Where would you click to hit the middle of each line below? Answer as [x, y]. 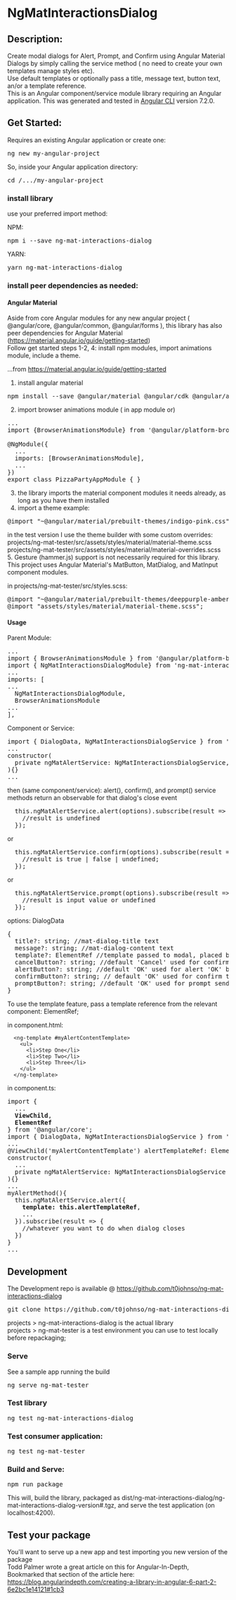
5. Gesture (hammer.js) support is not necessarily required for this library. [113, 558]
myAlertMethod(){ [37, 1193]
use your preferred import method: [58, 214]
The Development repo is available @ [61, 1288]
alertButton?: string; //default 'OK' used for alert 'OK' [118, 970]
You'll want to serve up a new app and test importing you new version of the [118, 1552]
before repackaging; [37, 1338]
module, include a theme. [44, 356]
